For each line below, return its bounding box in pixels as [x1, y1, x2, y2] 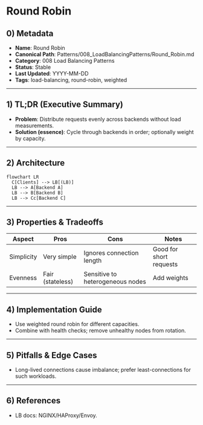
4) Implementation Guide [6, 304, 102, 315]
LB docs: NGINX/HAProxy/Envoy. [14, 412, 98, 419]
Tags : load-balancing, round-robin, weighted [14, 77, 127, 83]
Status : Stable [14, 63, 51, 71]
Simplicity [9, 252, 37, 261]
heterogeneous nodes [83, 278, 146, 286]
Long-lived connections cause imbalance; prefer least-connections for [14, 366, 192, 374]
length [83, 257, 102, 265]
